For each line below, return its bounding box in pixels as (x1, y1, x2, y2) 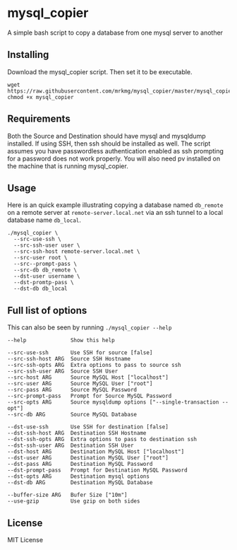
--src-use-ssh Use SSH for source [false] (7, 349, 153, 356)
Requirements (7, 113, 71, 125)
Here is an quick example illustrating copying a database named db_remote (7, 201, 224, 209)
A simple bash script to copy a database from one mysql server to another (7, 28, 224, 37)
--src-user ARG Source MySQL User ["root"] (7, 380, 153, 387)
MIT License (7, 536, 44, 544)
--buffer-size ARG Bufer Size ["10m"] (7, 491, 128, 499)
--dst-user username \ (13, 273, 80, 280)
